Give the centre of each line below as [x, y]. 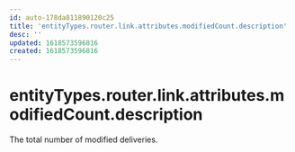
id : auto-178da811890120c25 [62, 18]
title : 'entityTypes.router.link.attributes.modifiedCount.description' [148, 26]
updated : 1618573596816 [54, 43]
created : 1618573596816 [54, 51]
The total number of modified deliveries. [84, 139]
